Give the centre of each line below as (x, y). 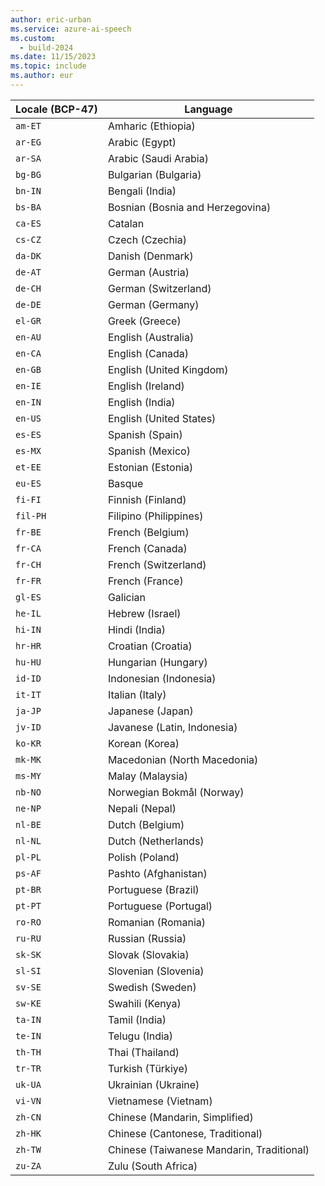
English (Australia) (151, 337)
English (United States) (162, 418)
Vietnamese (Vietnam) (160, 1101)
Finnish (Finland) (147, 499)
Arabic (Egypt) (142, 142)
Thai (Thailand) (143, 1052)
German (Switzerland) (159, 288)
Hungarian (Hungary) (157, 662)
